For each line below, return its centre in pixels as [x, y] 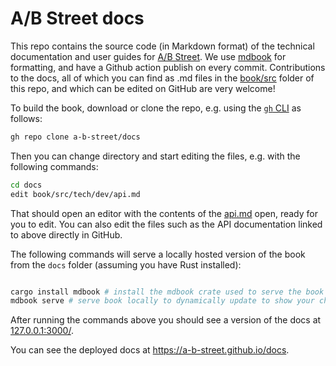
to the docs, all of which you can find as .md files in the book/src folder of [162, 78]
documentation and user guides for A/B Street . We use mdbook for [148, 56]
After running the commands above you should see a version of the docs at [166, 320]
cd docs [26, 185]
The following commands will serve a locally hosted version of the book [158, 254]
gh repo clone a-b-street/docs [75, 137]
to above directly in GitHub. [66, 234]
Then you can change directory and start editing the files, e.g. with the [155, 156]
